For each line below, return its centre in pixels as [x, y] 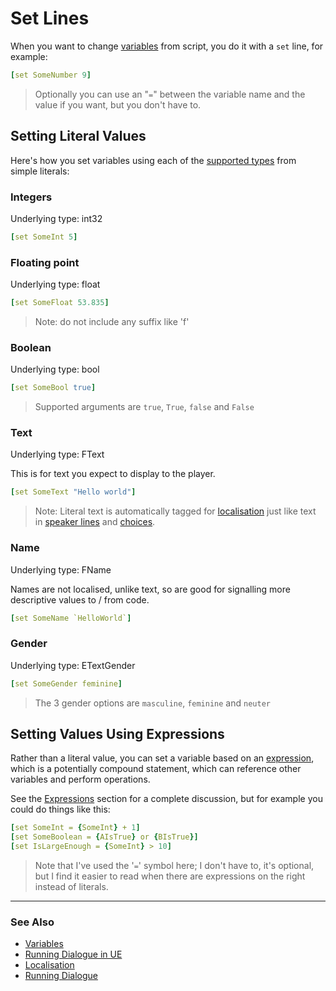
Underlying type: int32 [56, 218]
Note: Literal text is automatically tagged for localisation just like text [175, 511]
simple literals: [40, 171]
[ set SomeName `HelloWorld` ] [71, 618]
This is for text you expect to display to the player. [113, 474]
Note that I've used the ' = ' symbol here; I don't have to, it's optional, [174, 866]
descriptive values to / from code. [80, 599]
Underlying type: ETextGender [73, 665]
